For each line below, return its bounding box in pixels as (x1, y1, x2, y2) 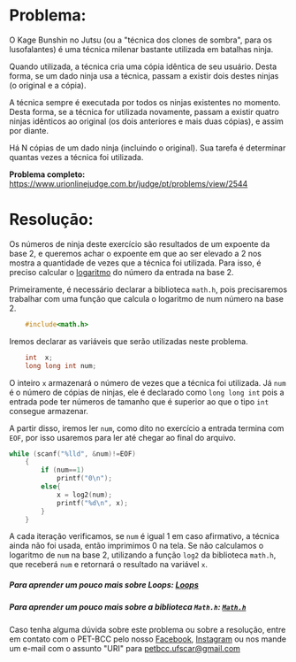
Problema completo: (9, 169, 86, 180)
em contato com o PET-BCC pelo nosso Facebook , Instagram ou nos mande (9, 634, 287, 644)
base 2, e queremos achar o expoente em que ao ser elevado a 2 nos (9, 248, 262, 258)
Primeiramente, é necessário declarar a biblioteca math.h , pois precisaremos (9, 284, 288, 295)
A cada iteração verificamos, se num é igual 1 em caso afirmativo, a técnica (9, 531, 280, 542)
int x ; (25, 353, 53, 362)
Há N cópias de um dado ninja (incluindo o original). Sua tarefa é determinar (9, 142, 286, 153)
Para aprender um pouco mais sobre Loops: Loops (9, 579, 199, 589)
